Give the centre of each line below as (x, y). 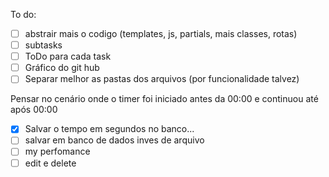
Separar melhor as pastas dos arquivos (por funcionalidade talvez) (162, 79)
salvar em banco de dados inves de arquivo (114, 140)
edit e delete (50, 163)
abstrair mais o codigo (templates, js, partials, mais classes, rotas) (161, 33)
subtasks (43, 45)
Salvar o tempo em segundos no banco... (109, 129)
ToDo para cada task (68, 56)
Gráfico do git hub (62, 68)
